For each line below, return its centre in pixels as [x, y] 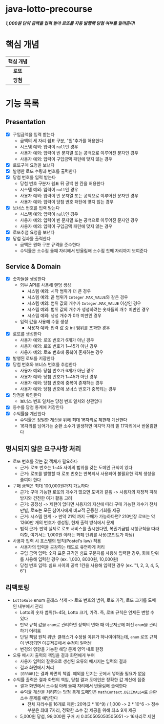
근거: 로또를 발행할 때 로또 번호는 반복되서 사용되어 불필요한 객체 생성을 [88, 474]
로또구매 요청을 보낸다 [34, 165]
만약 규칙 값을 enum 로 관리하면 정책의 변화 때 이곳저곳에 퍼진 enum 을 [84, 625]
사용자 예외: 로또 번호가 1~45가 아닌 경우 [59, 346]
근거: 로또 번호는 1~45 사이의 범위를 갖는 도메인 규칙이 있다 [76, 468]
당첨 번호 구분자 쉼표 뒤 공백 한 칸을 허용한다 [62, 183]
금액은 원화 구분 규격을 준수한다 [50, 245]
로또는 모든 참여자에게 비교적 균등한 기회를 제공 [75, 510]
